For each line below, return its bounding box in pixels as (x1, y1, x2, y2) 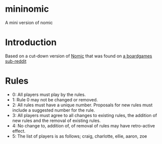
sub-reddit (5, 58, 27, 64)
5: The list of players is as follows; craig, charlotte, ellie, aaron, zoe (12, 133, 147, 139)
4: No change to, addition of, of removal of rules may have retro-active (12, 122, 155, 128)
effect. (12, 128, 26, 134)
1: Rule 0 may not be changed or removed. (12, 96, 98, 102)
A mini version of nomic (5, 20, 53, 25)
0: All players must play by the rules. (12, 92, 86, 97)
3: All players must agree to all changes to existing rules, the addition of (12, 112, 157, 118)
